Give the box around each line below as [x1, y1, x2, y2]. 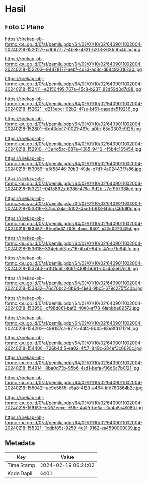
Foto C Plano [5, 23, 44, 31]
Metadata [5, 439, 35, 447]
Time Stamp [7, 462, 36, 469]
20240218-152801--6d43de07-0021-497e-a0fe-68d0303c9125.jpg [5, 126, 141, 132]
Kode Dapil [7, 470, 33, 477]
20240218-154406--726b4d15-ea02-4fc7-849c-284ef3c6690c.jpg [5, 345, 142, 351]
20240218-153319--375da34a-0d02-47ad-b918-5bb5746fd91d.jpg [5, 206, 141, 211]
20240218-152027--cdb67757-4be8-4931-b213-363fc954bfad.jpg [5, 47, 141, 52]
